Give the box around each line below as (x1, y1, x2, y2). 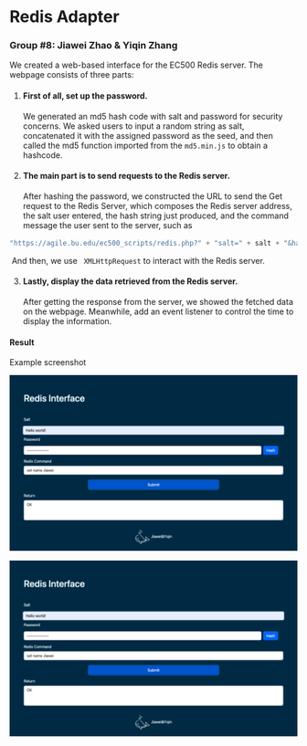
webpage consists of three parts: (9, 69, 134, 80)
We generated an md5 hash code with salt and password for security (22, 110, 283, 121)
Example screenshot (9, 357, 87, 368)
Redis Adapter (9, 6, 121, 27)
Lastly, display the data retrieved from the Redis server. (22, 276, 238, 287)
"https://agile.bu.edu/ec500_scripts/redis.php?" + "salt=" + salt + (9, 238, 281, 247)
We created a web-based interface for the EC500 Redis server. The (9, 59, 263, 70)
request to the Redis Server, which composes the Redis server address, (22, 200, 292, 211)
